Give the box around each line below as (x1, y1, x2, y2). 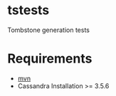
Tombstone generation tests (7, 26, 90, 34)
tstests (7, 2, 50, 18)
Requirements (7, 50, 93, 67)
